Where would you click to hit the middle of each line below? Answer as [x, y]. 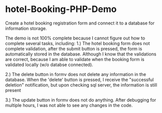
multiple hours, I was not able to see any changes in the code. [69, 105]
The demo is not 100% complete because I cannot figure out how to [75, 38]
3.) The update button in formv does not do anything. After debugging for [81, 100]
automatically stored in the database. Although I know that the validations [81, 54]
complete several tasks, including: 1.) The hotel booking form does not [77, 43]
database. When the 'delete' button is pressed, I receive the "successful [79, 79]
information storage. [26, 28]
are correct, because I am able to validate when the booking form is [75, 59]
